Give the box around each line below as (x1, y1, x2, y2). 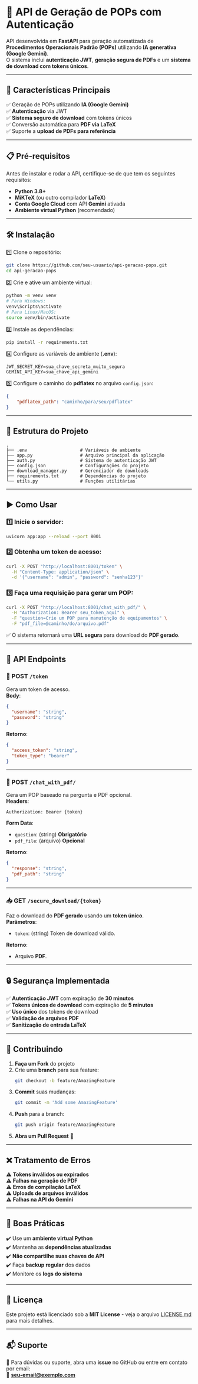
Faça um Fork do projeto (14, 1060, 75, 1067)
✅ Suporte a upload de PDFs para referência (6, 127, 116, 135)
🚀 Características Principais (6, 85, 111, 95)
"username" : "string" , (11, 709, 67, 715)
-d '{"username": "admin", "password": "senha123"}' (11, 574, 144, 581)
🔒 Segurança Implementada (6, 976, 110, 986)
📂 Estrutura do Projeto (6, 426, 88, 437)
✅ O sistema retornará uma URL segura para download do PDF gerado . (6, 631, 180, 639)
